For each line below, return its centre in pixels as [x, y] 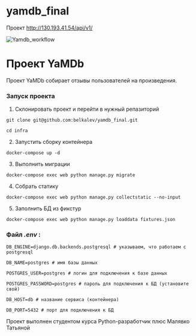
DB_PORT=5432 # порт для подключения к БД [60, 310]
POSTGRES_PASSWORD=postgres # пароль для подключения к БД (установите [97, 284]
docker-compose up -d [33, 153]
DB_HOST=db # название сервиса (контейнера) [63, 300]
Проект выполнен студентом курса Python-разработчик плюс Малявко [98, 322]
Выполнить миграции [42, 164]
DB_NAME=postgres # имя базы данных [52, 263]
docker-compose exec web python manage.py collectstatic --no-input [94, 198]
